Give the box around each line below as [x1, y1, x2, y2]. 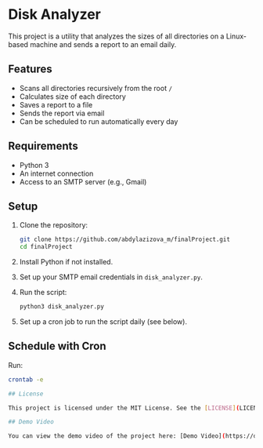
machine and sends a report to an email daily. [30, 39, 177, 49]
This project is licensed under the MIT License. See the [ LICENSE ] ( [8, 404, 240, 412]
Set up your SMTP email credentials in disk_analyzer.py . [19, 272, 204, 282]
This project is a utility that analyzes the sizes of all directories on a [8, 31, 225, 41]
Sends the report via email [19, 108, 105, 118]
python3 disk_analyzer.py [19, 303, 104, 311]
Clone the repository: [19, 220, 88, 230]
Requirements [8, 140, 78, 153]
